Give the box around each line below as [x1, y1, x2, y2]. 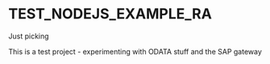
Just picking [8, 31, 50, 41]
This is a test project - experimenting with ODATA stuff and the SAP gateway [8, 46, 262, 56]
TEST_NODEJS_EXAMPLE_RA [8, 5, 212, 23]
